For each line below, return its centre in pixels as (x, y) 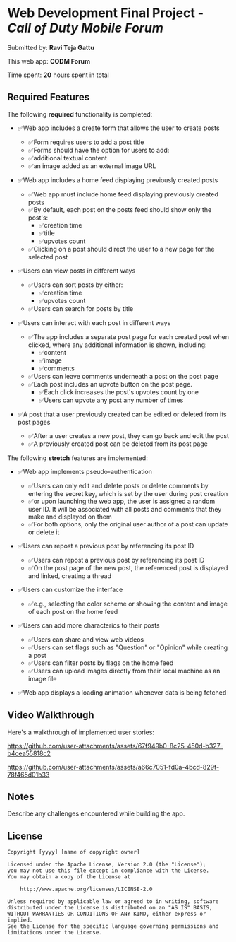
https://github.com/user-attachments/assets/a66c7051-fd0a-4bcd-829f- (113, 767)
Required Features (49, 97)
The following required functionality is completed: (80, 114)
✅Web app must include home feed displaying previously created (123, 194)
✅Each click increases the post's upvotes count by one (119, 392)
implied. (20, 920)
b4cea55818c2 (29, 753)
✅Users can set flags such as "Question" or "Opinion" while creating (128, 647)
